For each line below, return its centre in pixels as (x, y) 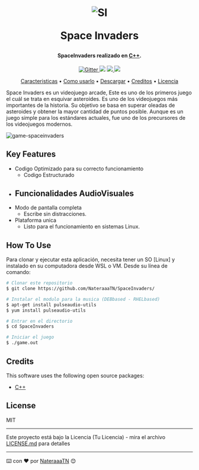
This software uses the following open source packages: (75, 375)
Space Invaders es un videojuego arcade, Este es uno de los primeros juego (99, 93)
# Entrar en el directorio (39, 321)
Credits (20, 361)
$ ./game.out (22, 343)
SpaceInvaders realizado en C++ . (99, 56)
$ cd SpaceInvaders (30, 326)
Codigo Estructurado (49, 174)
